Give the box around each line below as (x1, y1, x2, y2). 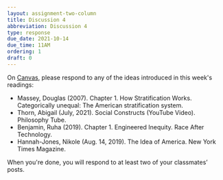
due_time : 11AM (7, 42, 51, 49)
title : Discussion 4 (7, 16, 67, 23)
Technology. (16, 130, 53, 138)
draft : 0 (7, 55, 32, 62)
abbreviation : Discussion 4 (7, 23, 88, 29)
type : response (7, 29, 51, 36)
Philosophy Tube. (16, 116, 67, 124)
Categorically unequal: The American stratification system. (16, 101, 183, 110)
